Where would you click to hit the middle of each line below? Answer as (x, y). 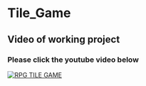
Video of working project (64, 39)
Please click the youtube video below (73, 60)
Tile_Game (39, 13)
